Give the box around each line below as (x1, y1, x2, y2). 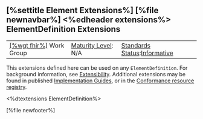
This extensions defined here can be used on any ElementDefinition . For (6, 64, 188, 72)
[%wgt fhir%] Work (9, 41, 65, 49)
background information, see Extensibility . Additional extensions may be (6, 70, 186, 78)
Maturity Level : (71, 41, 114, 49)
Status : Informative (121, 49, 173, 57)
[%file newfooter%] (6, 106, 56, 114)
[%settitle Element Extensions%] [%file (6, 5, 159, 16)
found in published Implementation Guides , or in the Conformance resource (6, 77, 195, 84)
